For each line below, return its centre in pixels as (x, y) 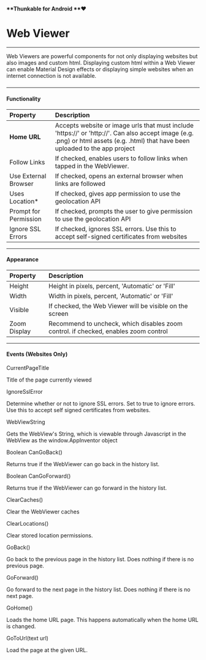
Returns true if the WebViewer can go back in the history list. (83, 464)
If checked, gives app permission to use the (118, 193)
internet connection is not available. (51, 75)
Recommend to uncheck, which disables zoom (116, 323)
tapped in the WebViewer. (92, 166)
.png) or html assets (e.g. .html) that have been (122, 140)
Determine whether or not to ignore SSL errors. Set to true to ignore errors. (101, 404)
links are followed (80, 183)
